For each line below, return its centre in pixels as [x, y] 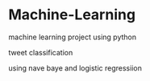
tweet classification [41, 52]
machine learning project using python [73, 37]
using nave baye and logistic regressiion [75, 68]
